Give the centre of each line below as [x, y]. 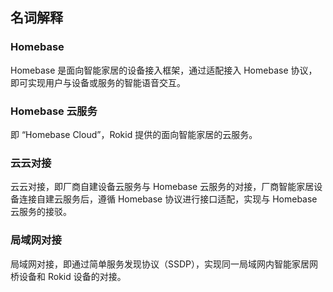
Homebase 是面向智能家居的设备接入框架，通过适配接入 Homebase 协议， [164, 70]
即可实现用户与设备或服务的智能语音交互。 [98, 82]
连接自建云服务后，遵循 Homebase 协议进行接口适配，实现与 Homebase [168, 199]
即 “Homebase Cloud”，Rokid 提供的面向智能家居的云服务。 [134, 134]
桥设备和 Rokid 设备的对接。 [68, 276]
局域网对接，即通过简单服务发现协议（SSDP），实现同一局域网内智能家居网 [164, 264]
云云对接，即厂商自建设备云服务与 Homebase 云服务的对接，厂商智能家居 [162, 187]
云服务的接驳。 [41, 212]
